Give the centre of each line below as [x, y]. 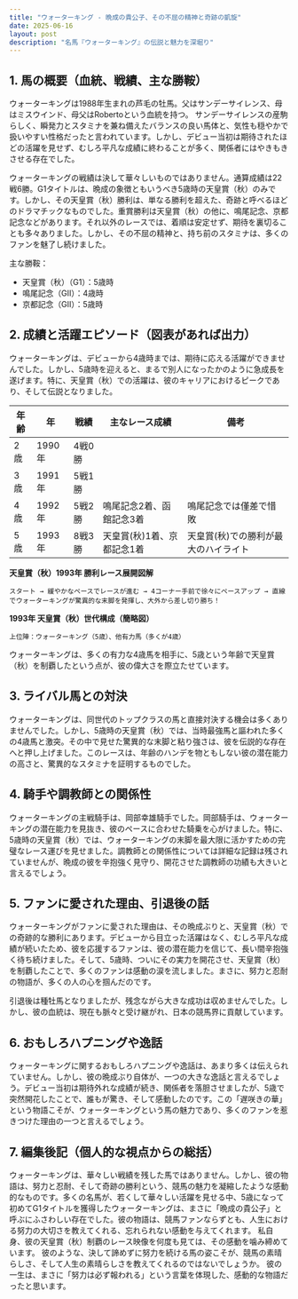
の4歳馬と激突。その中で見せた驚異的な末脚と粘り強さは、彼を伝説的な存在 [148, 741]
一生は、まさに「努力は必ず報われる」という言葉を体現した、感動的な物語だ [149, 1274]
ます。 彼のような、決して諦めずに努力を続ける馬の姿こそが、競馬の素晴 [149, 1252]
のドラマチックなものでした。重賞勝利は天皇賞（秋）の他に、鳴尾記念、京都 [149, 211]
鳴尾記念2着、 [132, 505]
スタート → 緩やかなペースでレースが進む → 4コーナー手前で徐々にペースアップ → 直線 [147, 591]
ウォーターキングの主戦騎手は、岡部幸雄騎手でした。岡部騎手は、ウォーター [149, 817]
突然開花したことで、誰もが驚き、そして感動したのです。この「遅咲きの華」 [148, 1099]
